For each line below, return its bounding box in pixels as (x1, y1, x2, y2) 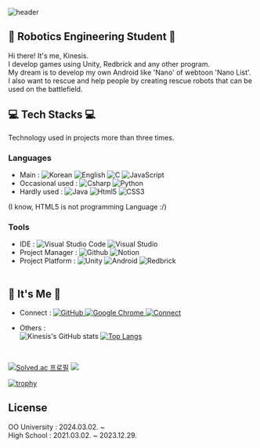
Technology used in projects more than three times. (8, 133, 175, 142)
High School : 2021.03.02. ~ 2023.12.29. (8, 430, 137, 439)
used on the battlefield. (8, 84, 83, 93)
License (8, 401, 48, 415)
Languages (8, 152, 52, 163)
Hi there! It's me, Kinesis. (8, 51, 89, 60)
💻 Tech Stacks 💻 (8, 108, 96, 122)
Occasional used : (19, 178, 78, 188)
